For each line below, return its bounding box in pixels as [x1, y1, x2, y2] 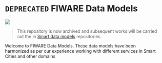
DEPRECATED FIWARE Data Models [5, 3, 138, 14]
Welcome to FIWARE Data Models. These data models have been [5, 42, 136, 49]
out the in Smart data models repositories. [17, 33, 101, 39]
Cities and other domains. [5, 53, 57, 59]
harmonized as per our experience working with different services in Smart [5, 48, 156, 54]
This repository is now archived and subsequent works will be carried [17, 28, 157, 34]
